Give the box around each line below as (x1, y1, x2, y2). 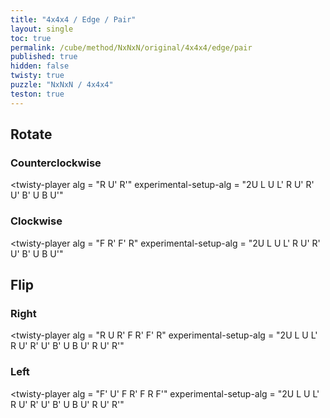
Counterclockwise (10, 156, 102, 170)
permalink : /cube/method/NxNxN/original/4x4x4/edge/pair (10, 42, 253, 53)
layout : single (10, 24, 74, 34)
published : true (10, 52, 78, 62)
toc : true (10, 33, 52, 43)
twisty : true (10, 71, 65, 81)
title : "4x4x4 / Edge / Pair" (10, 14, 137, 25)
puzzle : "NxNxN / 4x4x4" (10, 80, 114, 90)
